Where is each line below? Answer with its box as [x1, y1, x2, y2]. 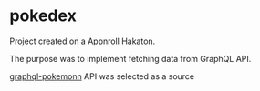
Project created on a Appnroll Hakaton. [9, 35, 156, 46]
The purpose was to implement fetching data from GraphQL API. [9, 53, 252, 64]
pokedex [9, 5, 78, 26]
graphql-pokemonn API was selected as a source [9, 70, 195, 82]
